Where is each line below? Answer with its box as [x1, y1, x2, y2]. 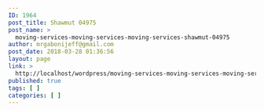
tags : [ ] [8, 84, 41, 92]
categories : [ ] [8, 91, 61, 99]
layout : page [8, 55, 51, 63]
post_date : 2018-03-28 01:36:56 [8, 48, 114, 55]
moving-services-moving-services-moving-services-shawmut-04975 [15, 33, 230, 41]
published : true [8, 77, 61, 84]
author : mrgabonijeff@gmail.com [8, 41, 114, 48]
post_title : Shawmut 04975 [8, 19, 97, 27]
